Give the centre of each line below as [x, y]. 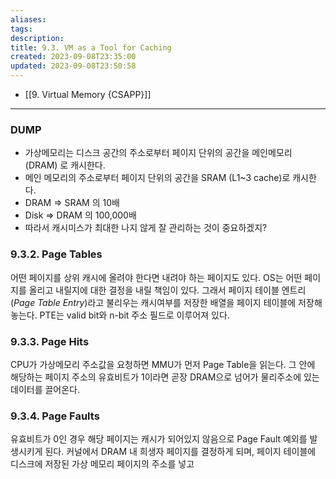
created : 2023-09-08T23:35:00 [73, 57]
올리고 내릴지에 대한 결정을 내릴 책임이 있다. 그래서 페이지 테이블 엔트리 [167, 290]
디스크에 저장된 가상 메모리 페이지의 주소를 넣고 [102, 464]
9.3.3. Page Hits [50, 341]
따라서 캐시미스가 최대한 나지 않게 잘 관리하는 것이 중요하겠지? [146, 228]
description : [37, 38]
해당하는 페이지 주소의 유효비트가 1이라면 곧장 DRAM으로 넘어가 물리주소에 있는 [165, 377]
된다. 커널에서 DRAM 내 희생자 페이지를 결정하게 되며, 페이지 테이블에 [180, 452]
